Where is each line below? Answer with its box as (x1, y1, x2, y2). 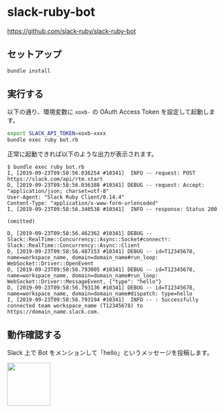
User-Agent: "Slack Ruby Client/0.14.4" (7, 194, 125, 201)
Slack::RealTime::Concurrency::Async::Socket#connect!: (7, 236, 171, 243)
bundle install (7, 67, 51, 74)
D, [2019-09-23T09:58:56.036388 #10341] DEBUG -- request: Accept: (7, 182, 205, 189)
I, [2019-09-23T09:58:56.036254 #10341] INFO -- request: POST (7, 170, 196, 177)
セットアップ (7, 49, 62, 61)
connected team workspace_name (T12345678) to (7, 303, 143, 310)
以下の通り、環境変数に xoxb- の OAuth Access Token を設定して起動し (7, 108, 210, 116)
